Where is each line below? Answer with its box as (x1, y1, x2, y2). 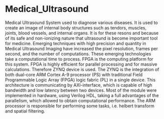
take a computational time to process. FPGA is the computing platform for (5, 56, 153, 62)
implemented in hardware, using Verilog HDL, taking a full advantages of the (5, 92, 159, 98)
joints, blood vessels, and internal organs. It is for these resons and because (5, 30, 159, 36)
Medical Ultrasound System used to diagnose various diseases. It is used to (5, 20, 158, 25)
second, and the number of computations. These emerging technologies (5, 50, 151, 57)
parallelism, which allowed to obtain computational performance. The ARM (5, 97, 156, 103)
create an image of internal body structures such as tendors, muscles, (5, 24, 147, 30)
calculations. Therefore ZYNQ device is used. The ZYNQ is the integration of (5, 66, 160, 72)
